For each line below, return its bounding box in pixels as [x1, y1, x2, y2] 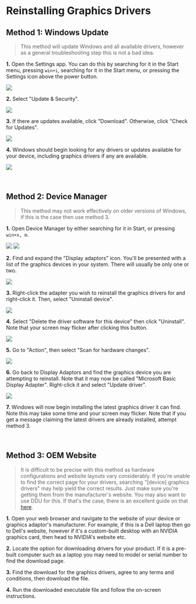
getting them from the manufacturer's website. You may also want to [20, 491, 186, 498]
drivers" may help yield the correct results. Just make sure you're [20, 484, 178, 492]
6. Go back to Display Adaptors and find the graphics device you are [6, 368, 171, 376]
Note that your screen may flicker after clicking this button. [6, 324, 148, 331]
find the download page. [6, 557, 66, 564]
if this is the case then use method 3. [20, 213, 110, 220]
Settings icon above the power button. [6, 73, 98, 80]
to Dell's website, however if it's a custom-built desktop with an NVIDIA [6, 527, 178, 534]
